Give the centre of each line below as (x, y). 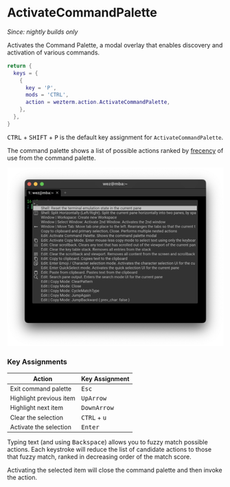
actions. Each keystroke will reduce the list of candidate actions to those (109, 450)
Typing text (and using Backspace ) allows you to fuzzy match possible (107, 442)
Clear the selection (37, 417)
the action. (22, 477)
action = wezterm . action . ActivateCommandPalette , (97, 102)
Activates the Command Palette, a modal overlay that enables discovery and (115, 45)
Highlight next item (37, 408)
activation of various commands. (54, 52)
